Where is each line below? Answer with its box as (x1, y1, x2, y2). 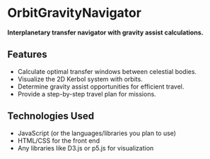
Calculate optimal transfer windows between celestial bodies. (17, 67, 197, 75)
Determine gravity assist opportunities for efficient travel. (17, 82, 185, 91)
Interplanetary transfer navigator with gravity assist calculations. (7, 28, 204, 37)
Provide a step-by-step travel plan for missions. (17, 89, 157, 98)
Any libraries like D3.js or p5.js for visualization (17, 144, 154, 152)
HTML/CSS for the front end (17, 136, 100, 145)
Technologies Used (7, 110, 94, 122)
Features (7, 49, 47, 61)
